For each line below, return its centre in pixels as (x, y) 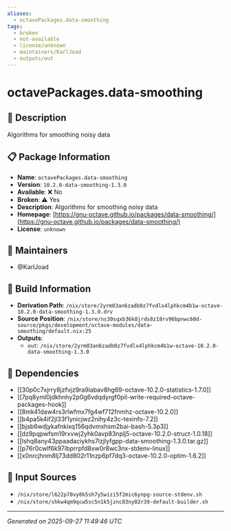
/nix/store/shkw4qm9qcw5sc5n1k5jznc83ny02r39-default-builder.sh (112, 502)
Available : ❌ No (40, 192)
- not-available (36, 39)
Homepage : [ (36, 214)
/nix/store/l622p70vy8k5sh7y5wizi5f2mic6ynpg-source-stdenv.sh (110, 494)
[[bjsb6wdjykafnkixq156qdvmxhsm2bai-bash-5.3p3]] (92, 426)
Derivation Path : (41, 305)
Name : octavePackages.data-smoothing (72, 177)
